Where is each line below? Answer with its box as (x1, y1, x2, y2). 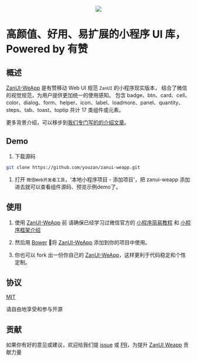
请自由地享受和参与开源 (6, 306, 63, 313)
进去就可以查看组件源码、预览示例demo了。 (14, 183, 121, 190)
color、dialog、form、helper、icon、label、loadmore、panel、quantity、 (6, 99, 184, 106)
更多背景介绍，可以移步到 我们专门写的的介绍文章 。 (6, 119, 130, 126)
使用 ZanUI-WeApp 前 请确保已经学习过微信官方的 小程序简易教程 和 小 (14, 218, 186, 226)
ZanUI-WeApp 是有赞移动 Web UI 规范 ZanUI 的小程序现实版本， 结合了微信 (6, 84, 188, 91)
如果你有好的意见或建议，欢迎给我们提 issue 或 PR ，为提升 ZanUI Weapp (6, 342, 182, 349)
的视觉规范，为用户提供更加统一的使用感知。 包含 (6, 92, 126, 98)
